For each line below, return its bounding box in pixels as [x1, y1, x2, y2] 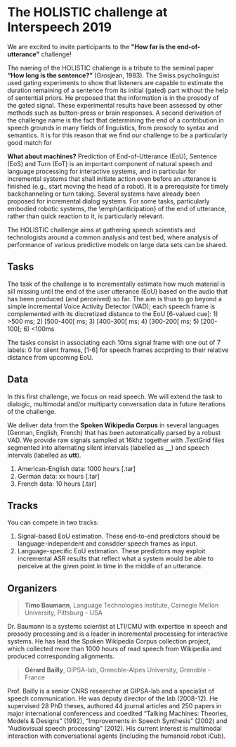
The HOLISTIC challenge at [7, 4, 168, 20]
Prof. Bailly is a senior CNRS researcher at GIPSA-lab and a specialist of [7, 687, 215, 696]
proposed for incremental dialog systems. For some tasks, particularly [7, 196, 210, 205]
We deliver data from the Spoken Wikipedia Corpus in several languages [7, 420, 220, 429]
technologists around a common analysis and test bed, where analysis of [7, 233, 219, 241]
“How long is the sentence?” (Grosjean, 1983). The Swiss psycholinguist [7, 71, 220, 80]
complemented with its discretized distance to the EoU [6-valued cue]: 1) [7, 309, 218, 318]
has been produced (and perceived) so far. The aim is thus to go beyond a [7, 294, 223, 303]
